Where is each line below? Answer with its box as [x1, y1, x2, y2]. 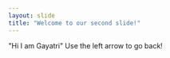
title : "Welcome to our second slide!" [8, 19, 141, 27]
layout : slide [8, 11, 56, 20]
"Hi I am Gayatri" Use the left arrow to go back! [8, 41, 164, 50]
